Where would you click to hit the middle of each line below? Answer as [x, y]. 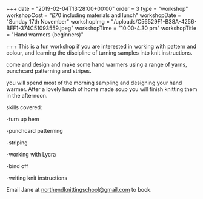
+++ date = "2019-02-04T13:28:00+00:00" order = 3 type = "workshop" [97, 9]
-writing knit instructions [37, 178]
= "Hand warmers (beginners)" [45, 35]
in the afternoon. [27, 96]
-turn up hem [23, 119]
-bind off [17, 166]
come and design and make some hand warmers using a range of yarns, [97, 64]
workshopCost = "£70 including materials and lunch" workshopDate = [94, 15]
